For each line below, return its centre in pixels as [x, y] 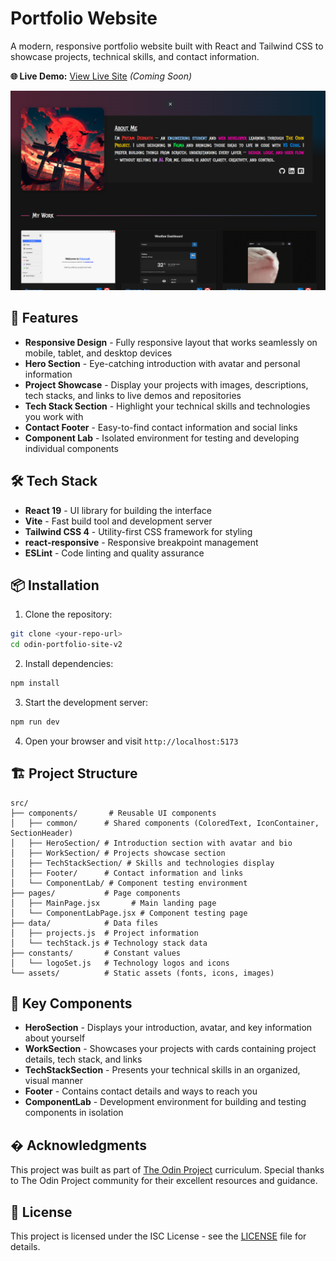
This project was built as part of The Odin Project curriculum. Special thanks [167, 1170]
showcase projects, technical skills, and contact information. [135, 56]
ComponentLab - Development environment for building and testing [165, 1102]
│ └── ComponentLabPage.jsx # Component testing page [129, 913]
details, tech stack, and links [83, 1059]
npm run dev [35, 722]
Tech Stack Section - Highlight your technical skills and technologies [167, 406]
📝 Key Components [71, 1003]
